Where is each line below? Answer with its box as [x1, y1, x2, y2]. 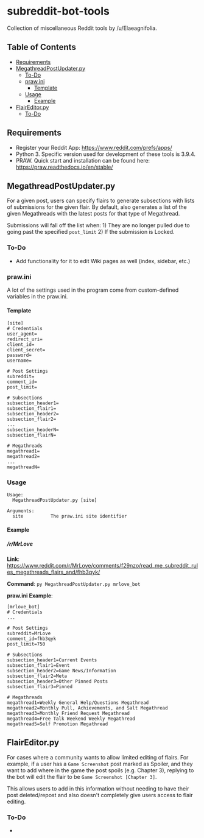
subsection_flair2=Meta [7, 673, 68, 680]
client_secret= [7, 347, 46, 353]
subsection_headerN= [7, 427, 60, 433]
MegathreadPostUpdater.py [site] [12, 498, 97, 504]
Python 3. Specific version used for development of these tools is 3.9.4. [15, 150, 196, 158]
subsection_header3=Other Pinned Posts [7, 678, 108, 685]
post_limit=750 [7, 641, 46, 647]
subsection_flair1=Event [7, 663, 70, 669]
